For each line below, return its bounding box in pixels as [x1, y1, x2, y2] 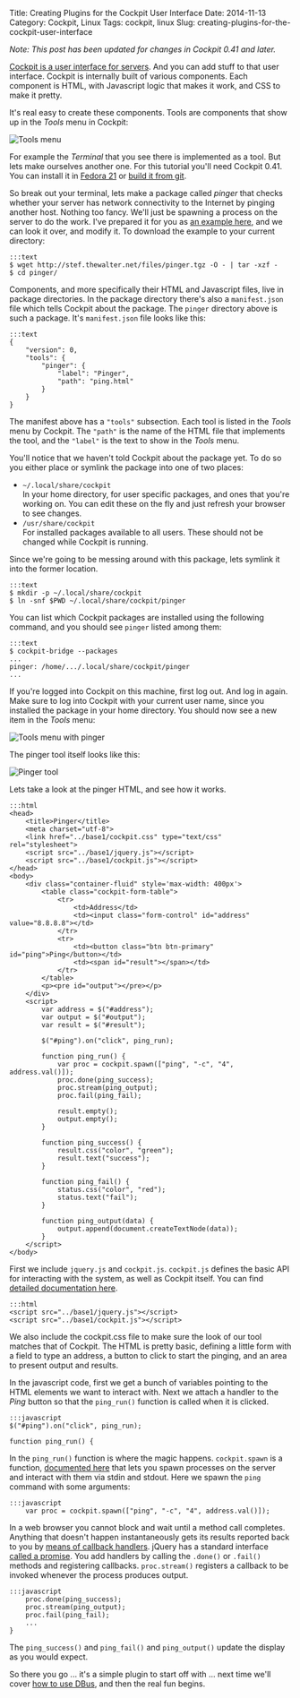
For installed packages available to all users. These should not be [21, 527, 264, 537]
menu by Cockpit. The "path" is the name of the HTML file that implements [9, 425, 286, 436]
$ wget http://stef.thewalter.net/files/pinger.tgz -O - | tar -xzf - [9, 261, 279, 270]
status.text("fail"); [56, 1193, 139, 1202]
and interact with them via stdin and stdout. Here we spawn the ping [9, 1472, 261, 1482]
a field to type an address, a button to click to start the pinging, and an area [9, 1351, 287, 1360]
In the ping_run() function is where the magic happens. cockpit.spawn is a [9, 1453, 284, 1463]
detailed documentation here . [9, 1282, 118, 1293]
